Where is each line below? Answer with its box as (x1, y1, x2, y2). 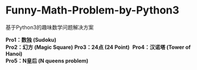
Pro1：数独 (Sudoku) (5, 36, 57, 43)
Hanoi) (5, 50, 23, 57)
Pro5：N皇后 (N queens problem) (5, 57, 88, 64)
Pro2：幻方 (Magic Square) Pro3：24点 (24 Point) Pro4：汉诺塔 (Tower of (5, 44, 191, 51)
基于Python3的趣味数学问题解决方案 (5, 24, 94, 31)
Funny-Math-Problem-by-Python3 (5, 4, 179, 17)
